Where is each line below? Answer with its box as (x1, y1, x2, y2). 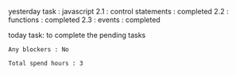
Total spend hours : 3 (8, 59, 83, 67)
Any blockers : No (8, 46, 69, 54)
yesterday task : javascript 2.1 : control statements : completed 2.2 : (8, 7, 229, 16)
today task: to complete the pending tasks (8, 31, 146, 39)
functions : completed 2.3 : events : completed (8, 15, 161, 24)
